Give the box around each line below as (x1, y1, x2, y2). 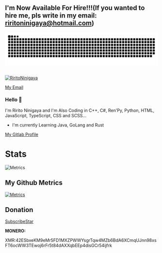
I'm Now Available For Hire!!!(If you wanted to (5, 4, 145, 12)
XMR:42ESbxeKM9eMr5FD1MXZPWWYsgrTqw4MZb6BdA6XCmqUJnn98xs (5, 237, 157, 243)
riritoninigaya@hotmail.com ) (5, 19, 95, 27)
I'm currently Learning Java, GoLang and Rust (12, 122, 104, 128)
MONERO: (5, 228, 26, 234)
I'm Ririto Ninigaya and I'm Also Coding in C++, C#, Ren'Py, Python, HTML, (5, 107, 155, 113)
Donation (5, 206, 33, 214)
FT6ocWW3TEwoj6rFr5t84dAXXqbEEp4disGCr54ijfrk (5, 243, 113, 249)
